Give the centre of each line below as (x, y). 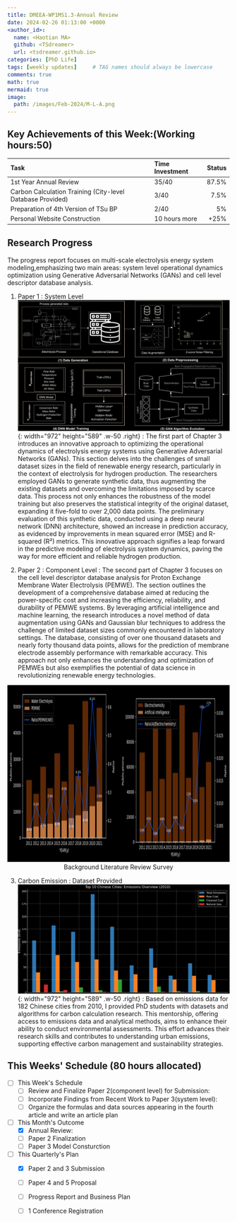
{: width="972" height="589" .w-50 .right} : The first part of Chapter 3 (120, 436)
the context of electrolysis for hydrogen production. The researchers (117, 474)
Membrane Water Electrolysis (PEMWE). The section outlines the (111, 585)
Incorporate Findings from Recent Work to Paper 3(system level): (122, 1099)
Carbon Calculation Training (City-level (67, 192)
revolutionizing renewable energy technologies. (87, 675)
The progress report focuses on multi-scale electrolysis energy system (110, 260)
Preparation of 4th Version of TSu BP (64, 209)
